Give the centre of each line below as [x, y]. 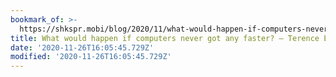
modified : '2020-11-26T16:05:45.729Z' [91, 57]
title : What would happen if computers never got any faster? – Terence [165, 38]
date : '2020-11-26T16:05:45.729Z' [82, 47]
